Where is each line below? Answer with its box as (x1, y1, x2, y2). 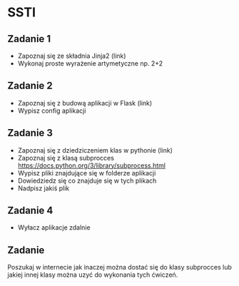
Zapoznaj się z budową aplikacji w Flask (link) (17, 98, 153, 107)
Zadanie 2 (7, 80, 54, 92)
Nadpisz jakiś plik (17, 183, 70, 193)
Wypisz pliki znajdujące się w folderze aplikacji (17, 168, 156, 177)
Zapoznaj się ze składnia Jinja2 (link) (17, 51, 126, 60)
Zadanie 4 (7, 205, 54, 217)
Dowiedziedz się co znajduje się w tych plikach (17, 176, 157, 185)
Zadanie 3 (7, 127, 54, 139)
